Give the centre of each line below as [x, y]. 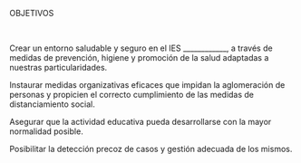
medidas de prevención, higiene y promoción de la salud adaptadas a [139, 58]
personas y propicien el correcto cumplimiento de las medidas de [132, 95]
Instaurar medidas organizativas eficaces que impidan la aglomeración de [147, 85]
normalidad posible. [46, 131]
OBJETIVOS [32, 13]
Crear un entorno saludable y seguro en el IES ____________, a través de [141, 48]
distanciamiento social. [52, 104]
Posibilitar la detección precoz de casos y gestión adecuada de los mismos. [151, 149]
